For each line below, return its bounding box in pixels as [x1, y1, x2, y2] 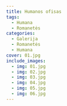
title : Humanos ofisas [6, 8, 62, 15]
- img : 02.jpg [11, 69, 46, 75]
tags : [6, 14, 19, 20]
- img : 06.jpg [11, 91, 46, 97]
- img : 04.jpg [11, 80, 46, 86]
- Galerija [11, 36, 38, 42]
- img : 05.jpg [11, 85, 46, 91]
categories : [6, 31, 35, 37]
